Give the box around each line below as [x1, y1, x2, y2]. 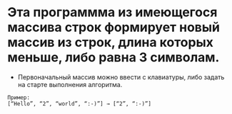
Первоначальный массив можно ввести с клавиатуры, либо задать [17, 72, 225, 81]
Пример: [7, 93, 31, 101]
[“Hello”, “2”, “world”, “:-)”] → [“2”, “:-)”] [7, 100, 152, 107]
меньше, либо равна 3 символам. [7, 50, 220, 66]
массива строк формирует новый [7, 19, 220, 35]
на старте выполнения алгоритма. [17, 80, 123, 89]
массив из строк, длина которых [7, 35, 214, 50]
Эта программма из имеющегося [7, 4, 218, 21]
